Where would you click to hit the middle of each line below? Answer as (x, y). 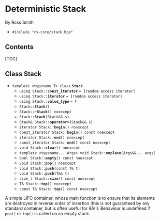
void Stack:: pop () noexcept (47, 163)
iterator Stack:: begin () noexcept (54, 127)
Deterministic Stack (45, 9)
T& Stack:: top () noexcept (45, 184)
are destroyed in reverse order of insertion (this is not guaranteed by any (77, 203)
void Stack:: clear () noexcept (50, 148)
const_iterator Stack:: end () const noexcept (65, 142)
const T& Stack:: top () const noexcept (58, 189)
